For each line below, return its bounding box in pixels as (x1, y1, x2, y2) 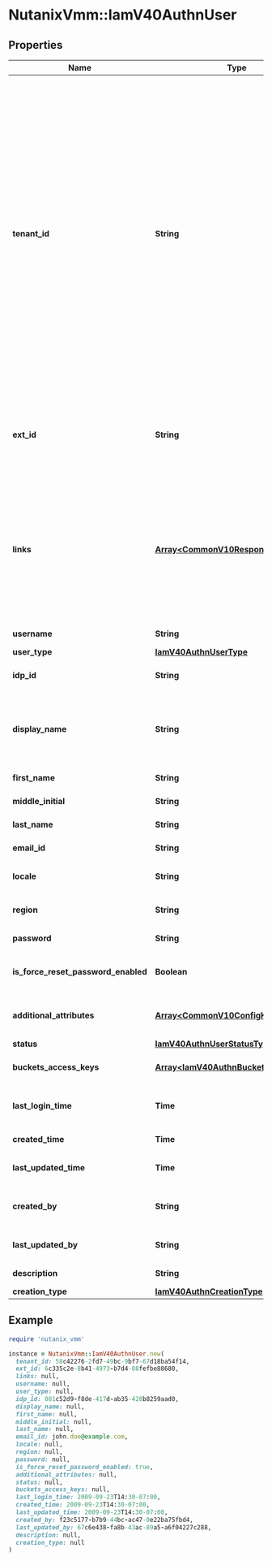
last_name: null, (15, 1425, 74, 1433)
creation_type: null (15, 1538, 85, 1546)
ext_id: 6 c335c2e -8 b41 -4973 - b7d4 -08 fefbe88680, (15, 1364, 180, 1373)
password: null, (15, 1455, 70, 1464)
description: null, (15, 1531, 82, 1539)
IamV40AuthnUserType (155, 646, 249, 657)
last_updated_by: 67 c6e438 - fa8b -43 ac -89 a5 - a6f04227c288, (15, 1523, 212, 1532)
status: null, (15, 1478, 63, 1486)
